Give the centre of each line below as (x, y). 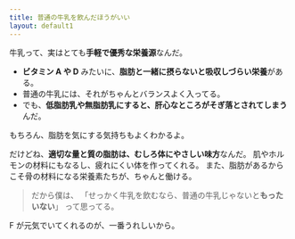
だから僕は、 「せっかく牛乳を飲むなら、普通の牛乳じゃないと (145, 195)
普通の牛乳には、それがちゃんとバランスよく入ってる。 (123, 94)
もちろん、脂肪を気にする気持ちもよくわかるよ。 (99, 135)
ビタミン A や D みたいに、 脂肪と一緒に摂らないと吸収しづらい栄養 (145, 71)
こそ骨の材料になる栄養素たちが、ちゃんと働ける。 (103, 176)
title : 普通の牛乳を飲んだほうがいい (70, 17)
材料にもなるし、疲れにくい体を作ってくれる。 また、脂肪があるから (158, 165)
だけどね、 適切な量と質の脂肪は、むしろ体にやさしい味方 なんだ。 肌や (139, 153)
